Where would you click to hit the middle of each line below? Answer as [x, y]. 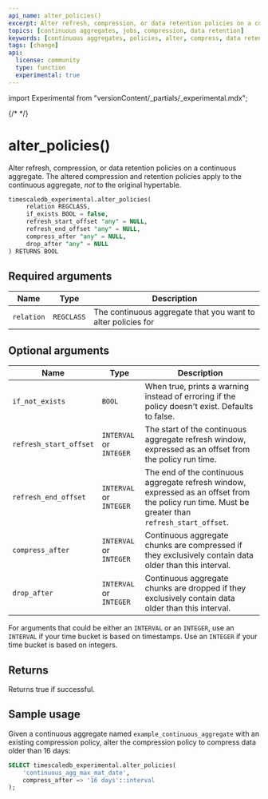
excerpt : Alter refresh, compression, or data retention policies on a [130, 23]
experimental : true [48, 75]
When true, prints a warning [197, 387]
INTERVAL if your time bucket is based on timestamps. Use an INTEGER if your [133, 637]
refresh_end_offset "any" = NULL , [83, 229]
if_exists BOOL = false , [67, 214]
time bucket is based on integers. [63, 645]
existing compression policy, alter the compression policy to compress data [132, 742]
